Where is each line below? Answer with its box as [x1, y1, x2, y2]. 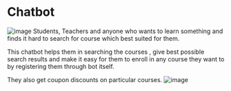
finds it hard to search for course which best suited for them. [7, 34, 180, 42]
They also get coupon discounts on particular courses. [7, 75, 163, 83]
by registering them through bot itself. [7, 62, 115, 70]
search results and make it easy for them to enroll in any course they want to [7, 54, 225, 63]
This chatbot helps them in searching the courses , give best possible [7, 48, 205, 56]
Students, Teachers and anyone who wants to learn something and [33, 27, 223, 35]
